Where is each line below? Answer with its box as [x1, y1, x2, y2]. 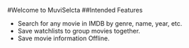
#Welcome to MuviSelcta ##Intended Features [7, 6, 143, 14]
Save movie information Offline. [17, 34, 110, 42]
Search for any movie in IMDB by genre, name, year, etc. [17, 19, 183, 27]
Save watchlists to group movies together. [17, 27, 140, 35]
